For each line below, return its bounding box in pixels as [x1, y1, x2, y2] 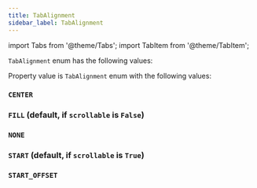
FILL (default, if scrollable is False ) [8, 109, 145, 120]
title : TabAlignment [8, 11, 76, 20]
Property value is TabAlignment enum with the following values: [8, 71, 212, 80]
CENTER [8, 90, 34, 99]
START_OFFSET [8, 171, 58, 180]
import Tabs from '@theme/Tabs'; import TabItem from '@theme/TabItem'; [8, 40, 250, 50]
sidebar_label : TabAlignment [8, 19, 104, 27]
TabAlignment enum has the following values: [8, 56, 153, 65]
